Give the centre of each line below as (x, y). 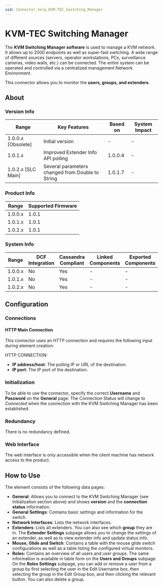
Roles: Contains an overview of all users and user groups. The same (80, 553)
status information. (31, 507)
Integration (41, 263)
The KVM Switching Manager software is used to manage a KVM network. (81, 47)
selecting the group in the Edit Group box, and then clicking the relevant (84, 574)
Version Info (20, 111)
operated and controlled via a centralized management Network (69, 68)
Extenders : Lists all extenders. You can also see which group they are (82, 528)
